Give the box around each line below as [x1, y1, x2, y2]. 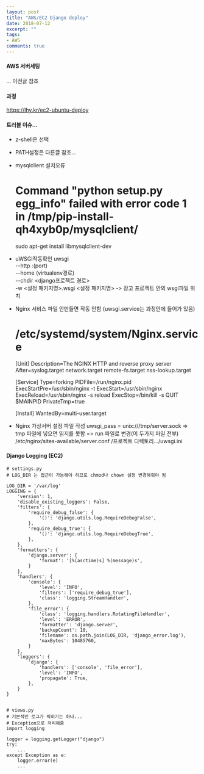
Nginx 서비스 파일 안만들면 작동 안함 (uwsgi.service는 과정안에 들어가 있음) [15, 305, 195, 313]
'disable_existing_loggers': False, [17, 499, 111, 505]
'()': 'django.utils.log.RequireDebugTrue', [38, 530, 154, 537]
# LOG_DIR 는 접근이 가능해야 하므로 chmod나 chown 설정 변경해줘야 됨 [6, 472, 166, 478]
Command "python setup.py [15, 184, 163, 197]
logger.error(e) [17, 758, 59, 764]
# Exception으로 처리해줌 [6, 720, 65, 726]
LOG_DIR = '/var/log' [6, 483, 62, 489]
